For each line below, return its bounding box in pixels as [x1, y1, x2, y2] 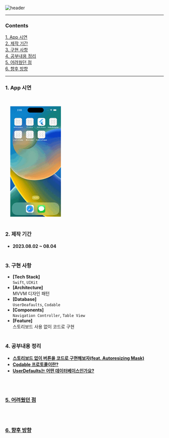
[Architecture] [12, 284, 43, 290]
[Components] [12, 307, 44, 313]
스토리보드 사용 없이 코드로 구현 [12, 323, 74, 330]
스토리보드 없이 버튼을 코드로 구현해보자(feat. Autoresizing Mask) [12, 355, 144, 361]
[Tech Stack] [12, 273, 40, 280]
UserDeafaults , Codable [12, 301, 60, 307]
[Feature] [12, 317, 33, 323]
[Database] [12, 296, 37, 302]
